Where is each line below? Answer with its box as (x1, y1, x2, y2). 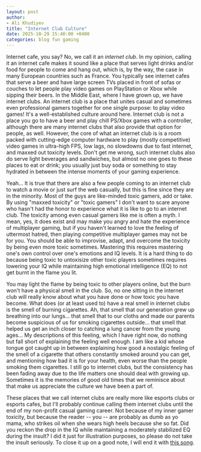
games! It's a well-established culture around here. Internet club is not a (6, 110, 184, 118)
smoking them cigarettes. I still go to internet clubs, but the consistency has (6, 364, 193, 370)
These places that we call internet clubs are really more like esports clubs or (6, 394, 195, 401)
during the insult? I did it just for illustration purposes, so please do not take (6, 433, 193, 439)
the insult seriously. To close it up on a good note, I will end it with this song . (6, 439, 195, 446)
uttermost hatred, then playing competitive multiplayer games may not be (6, 231, 188, 238)
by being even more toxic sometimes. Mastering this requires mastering (6, 244, 184, 250)
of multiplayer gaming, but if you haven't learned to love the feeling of (6, 224, 179, 231)
